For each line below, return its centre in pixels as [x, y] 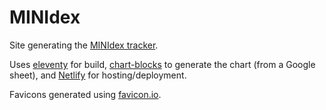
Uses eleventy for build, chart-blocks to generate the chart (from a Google [162, 64]
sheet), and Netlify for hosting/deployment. [98, 75]
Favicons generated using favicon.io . [85, 94]
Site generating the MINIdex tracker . [84, 45]
